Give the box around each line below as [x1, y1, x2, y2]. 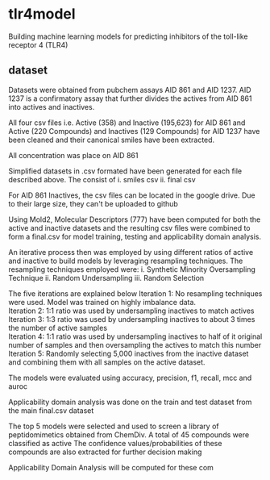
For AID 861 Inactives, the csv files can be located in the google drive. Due [8, 190, 255, 200]
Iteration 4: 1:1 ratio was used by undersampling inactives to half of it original [8, 332, 263, 341]
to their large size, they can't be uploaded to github [8, 198, 179, 208]
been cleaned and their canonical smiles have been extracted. [8, 135, 215, 144]
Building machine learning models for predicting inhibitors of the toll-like [8, 31, 248, 41]
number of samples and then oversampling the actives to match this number [8, 340, 262, 349]
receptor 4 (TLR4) [8, 40, 69, 49]
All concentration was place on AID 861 [8, 150, 139, 160]
